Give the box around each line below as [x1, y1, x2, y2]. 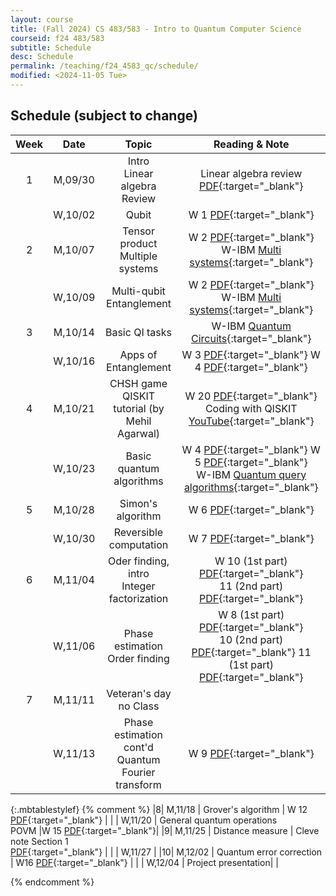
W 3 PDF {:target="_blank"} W [181, 347, 321, 361]
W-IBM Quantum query [196, 467, 307, 481]
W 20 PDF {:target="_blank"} [184, 389, 318, 403]
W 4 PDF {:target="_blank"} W [181, 442, 321, 456]
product [119, 236, 158, 250]
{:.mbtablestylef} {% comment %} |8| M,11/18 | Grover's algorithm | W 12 [10, 803, 308, 815]
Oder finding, [107, 554, 170, 568]
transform [115, 777, 162, 791]
